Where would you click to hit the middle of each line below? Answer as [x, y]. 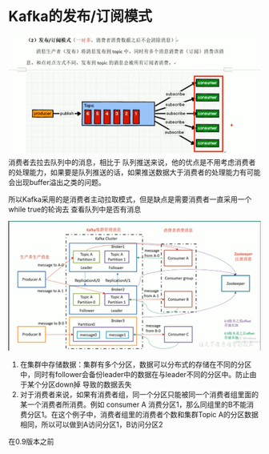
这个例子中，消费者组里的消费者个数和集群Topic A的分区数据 [158, 414]
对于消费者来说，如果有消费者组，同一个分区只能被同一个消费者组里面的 [139, 394]
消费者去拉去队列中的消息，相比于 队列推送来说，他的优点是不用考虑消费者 [132, 162]
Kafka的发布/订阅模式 [80, 16]
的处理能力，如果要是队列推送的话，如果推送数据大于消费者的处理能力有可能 [134, 172]
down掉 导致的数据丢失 [93, 384]
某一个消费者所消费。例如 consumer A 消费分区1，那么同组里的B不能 [133, 404]
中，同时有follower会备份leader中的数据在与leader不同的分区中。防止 [134, 374]
